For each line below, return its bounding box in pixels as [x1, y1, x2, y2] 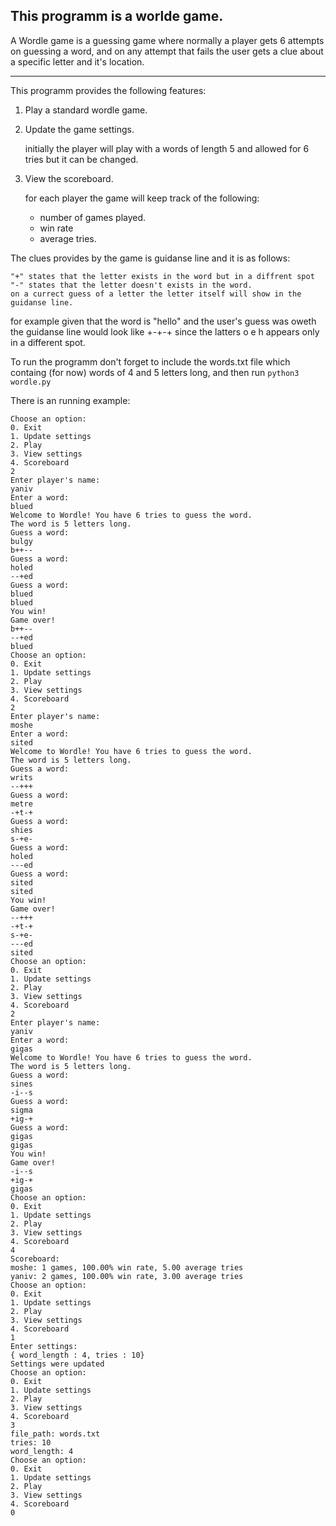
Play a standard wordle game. [24, 104, 148, 116]
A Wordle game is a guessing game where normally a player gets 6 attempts [10, 34, 325, 46]
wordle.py [10, 377, 52, 387]
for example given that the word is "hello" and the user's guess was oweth [10, 315, 317, 327]
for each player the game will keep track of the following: [24, 192, 260, 204]
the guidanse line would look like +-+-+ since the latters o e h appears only [10, 325, 320, 338]
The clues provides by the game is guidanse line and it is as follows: [10, 252, 291, 264]
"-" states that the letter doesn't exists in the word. [10, 280, 253, 290]
